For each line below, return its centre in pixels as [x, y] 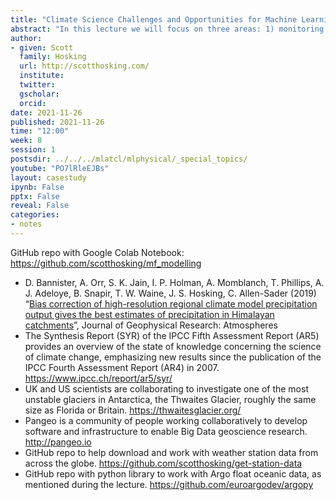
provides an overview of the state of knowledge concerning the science [173, 346]
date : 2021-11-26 [46, 112]
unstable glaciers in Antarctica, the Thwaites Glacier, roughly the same [170, 399]
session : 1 [33, 150]
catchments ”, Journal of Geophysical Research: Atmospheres [151, 325]
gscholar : [39, 94]
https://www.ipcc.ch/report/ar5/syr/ [98, 378]
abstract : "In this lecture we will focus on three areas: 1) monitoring [167, 29]
